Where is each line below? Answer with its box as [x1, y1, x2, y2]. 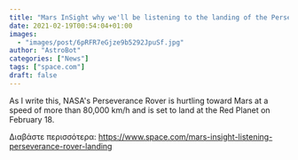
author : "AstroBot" [9, 46, 82, 55]
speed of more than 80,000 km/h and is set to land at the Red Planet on [9, 104, 271, 116]
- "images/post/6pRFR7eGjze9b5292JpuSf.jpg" [17, 37, 184, 47]
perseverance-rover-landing [9, 140, 113, 151]
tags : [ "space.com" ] [9, 63, 86, 72]
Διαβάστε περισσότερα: [9, 131, 97, 142]
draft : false [9, 71, 58, 80]
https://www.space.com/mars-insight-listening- [98, 131, 273, 142]
